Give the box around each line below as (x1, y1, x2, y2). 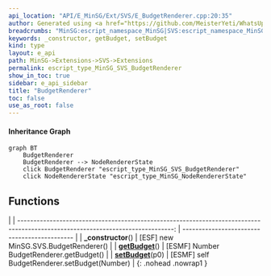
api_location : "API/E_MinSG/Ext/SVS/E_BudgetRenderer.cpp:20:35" (8, 11, 232, 20)
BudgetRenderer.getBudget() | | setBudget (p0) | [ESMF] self (8, 250, 210, 260)
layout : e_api (8, 49, 56, 57)
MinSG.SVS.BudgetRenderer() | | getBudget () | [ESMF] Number (8, 241, 220, 251)
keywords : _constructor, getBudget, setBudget (8, 34, 168, 43)
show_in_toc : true (8, 72, 70, 80)
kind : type (8, 42, 45, 50)
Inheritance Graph (8, 126, 71, 136)
